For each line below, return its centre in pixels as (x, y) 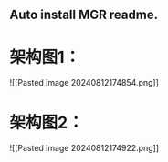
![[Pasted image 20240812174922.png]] (84, 148)
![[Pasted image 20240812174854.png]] (84, 83)
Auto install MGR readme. (84, 15)
